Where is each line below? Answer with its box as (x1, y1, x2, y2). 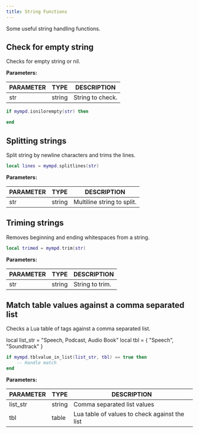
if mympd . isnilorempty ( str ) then (6, 109, 89, 114)
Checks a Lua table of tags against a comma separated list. (6, 325, 151, 332)
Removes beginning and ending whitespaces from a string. (6, 234, 150, 241)
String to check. (73, 93, 118, 101)
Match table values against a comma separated (6, 300, 185, 310)
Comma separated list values (73, 400, 155, 408)
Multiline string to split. (73, 198, 137, 206)
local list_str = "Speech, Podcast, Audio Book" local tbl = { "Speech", (6, 336, 174, 344)
